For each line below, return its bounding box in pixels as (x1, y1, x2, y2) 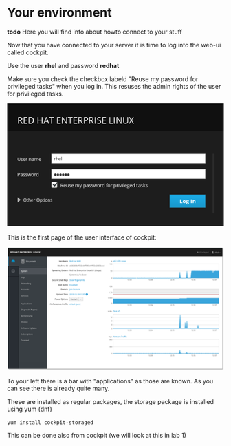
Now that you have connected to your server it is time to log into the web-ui (7, 41, 221, 49)
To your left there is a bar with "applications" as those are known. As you (7, 376, 214, 385)
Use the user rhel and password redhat (7, 61, 120, 70)
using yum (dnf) (7, 405, 53, 413)
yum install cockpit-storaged (7, 418, 94, 426)
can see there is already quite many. (7, 384, 110, 392)
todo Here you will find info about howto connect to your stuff (7, 28, 182, 36)
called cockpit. (7, 48, 49, 56)
